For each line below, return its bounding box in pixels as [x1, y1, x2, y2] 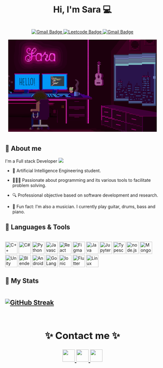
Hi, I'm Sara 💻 [53, 4, 112, 15]
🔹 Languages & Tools [5, 223, 70, 231]
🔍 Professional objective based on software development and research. [12, 192, 159, 198]
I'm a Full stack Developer [5, 158, 57, 164]
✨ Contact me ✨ [45, 329, 120, 342]
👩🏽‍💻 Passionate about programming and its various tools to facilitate [12, 177, 151, 183]
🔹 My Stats [5, 277, 39, 285]
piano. [12, 209, 26, 215]
